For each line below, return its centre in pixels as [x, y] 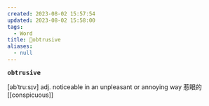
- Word [23, 33]
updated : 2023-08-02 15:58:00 [52, 20]
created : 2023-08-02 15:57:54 [52, 14]
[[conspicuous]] [31, 95]
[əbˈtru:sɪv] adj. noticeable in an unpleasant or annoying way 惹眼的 [104, 87]
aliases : [20, 46]
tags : [15, 27]
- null [23, 53]
